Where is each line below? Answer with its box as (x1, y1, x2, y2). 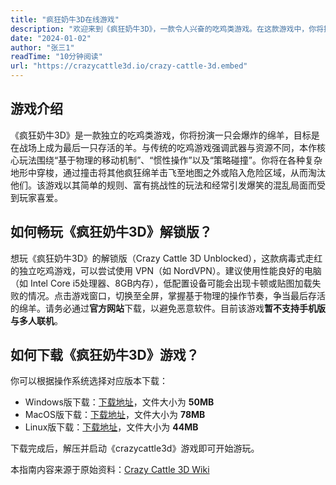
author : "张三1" (10, 42, 75, 53)
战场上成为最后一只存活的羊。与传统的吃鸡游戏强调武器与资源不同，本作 (18, 141, 317, 153)
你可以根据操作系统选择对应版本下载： (10, 375, 168, 387)
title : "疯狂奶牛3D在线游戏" (10, 14, 120, 25)
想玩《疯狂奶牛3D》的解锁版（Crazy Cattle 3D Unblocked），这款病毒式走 (10, 252, 315, 264)
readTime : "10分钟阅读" (10, 52, 103, 62)
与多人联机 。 (10, 314, 63, 326)
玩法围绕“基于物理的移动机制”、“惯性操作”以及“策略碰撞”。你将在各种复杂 (18, 154, 323, 166)
